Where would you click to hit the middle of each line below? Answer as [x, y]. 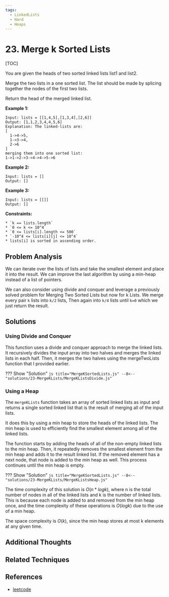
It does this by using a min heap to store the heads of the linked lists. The [82, 423]
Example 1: [17, 108]
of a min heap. [20, 511]
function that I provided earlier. [38, 363]
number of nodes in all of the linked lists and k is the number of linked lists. [83, 495]
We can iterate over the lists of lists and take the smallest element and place [85, 269]
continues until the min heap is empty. [45, 465]
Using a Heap [22, 391]
